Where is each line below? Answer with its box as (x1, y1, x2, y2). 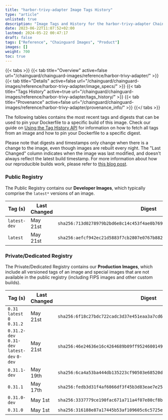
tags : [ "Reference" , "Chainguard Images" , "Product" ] (5, 40, 120, 45)
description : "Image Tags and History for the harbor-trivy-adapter (5, 21, 151, 26)
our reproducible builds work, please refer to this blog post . (5, 161, 127, 167)
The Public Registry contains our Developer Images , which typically (5, 185, 146, 191)
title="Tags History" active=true (5, 88, 71, 95)
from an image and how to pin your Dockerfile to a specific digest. (5, 130, 141, 136)
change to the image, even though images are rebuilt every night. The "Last (5, 145, 161, 151)
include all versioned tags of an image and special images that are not (5, 269, 149, 275)
